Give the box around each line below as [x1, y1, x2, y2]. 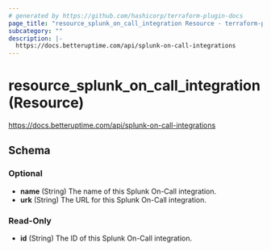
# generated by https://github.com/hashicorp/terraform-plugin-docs [8, 11, 244, 20]
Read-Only [8, 215, 52, 226]
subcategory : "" [8, 27, 63, 35]
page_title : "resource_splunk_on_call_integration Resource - [8, 19, 222, 27]
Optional [8, 168, 43, 179]
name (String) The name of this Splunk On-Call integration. [19, 186, 217, 196]
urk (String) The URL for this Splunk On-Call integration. [19, 195, 207, 204]
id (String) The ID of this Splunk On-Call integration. [19, 233, 193, 243]
